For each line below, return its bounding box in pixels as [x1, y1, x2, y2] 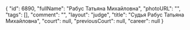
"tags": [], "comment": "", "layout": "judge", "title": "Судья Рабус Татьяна [5, 11, 184, 18]
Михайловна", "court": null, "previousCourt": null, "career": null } [5, 18, 164, 24]
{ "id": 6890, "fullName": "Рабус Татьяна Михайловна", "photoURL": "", [5, 5, 181, 12]
